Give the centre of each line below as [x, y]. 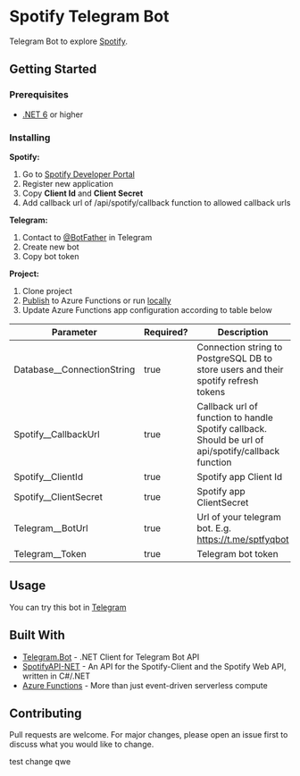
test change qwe [40, 762]
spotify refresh [228, 380]
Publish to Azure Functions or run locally [96, 300]
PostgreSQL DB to [235, 358]
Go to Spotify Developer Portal [79, 174]
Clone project [47, 291]
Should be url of [230, 440]
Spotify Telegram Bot [89, 17]
